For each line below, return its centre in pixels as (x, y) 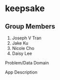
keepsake (25, 8)
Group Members (30, 26)
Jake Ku (20, 43)
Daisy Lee (22, 53)
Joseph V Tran (27, 38)
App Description (21, 72)
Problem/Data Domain (27, 63)
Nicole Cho (23, 48)
